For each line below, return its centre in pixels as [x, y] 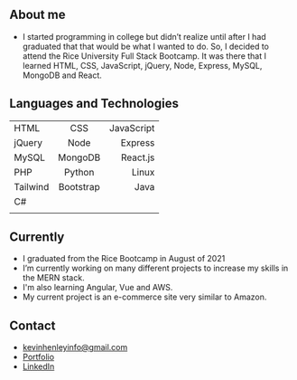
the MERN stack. [53, 278]
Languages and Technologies [94, 104]
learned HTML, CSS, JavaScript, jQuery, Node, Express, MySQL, [142, 65]
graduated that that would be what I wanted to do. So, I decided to [145, 46]
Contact [32, 325]
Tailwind [32, 186]
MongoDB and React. [62, 75]
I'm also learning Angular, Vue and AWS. [97, 288]
